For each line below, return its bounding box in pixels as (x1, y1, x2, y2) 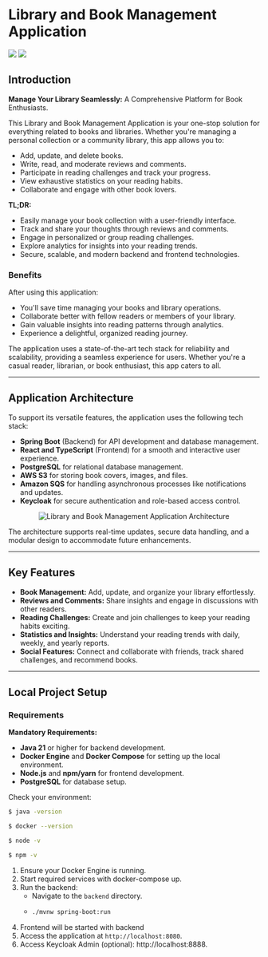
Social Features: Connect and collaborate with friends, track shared (19, 647, 245, 656)
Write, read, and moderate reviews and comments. (19, 159, 187, 168)
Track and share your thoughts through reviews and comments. (19, 223, 229, 233)
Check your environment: (8, 793, 92, 802)
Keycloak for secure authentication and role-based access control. (19, 496, 241, 505)
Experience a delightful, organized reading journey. (19, 329, 188, 338)
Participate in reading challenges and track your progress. (19, 168, 211, 177)
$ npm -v (8, 851, 37, 859)
